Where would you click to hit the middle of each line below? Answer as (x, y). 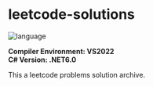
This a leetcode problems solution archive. (77, 74)
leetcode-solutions (72, 14)
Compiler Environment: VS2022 (61, 51)
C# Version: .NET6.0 (42, 60)
